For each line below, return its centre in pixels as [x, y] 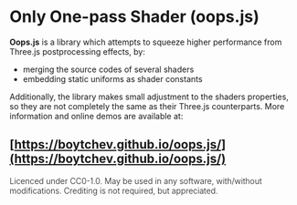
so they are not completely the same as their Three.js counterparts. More [147, 106]
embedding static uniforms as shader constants [112, 78]
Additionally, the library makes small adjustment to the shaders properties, [149, 97]
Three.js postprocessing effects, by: [78, 51]
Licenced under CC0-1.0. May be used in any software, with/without [136, 180]
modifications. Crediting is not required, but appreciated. [114, 190]
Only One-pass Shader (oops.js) [134, 17]
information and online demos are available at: [96, 116]
